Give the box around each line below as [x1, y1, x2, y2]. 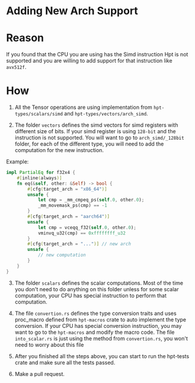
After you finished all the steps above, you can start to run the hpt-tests [14, 352, 190, 359]
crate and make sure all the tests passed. [14, 359, 116, 366]
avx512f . [6, 63, 27, 70]
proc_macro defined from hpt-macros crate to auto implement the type [14, 316, 187, 323]
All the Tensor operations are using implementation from [14, 104, 153, 111]
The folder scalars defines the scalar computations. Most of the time [14, 279, 184, 287]
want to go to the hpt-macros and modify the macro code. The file [14, 329, 175, 336]
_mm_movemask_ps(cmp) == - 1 [37, 202, 108, 208]
